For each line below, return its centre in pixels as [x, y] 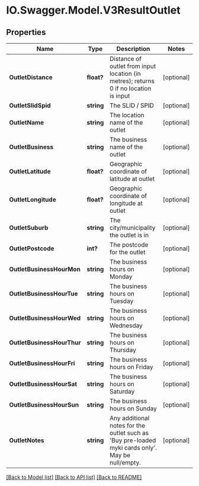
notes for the [127, 426]
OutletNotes [27, 440]
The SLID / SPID [131, 105]
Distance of [126, 59]
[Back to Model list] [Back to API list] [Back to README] [74, 477]
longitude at [126, 203]
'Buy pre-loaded [133, 440]
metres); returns [132, 81]
